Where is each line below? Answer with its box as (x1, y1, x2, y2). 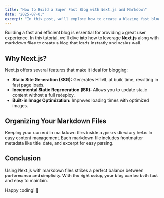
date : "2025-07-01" (5, 12, 45, 17)
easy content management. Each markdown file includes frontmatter (5, 135, 143, 141)
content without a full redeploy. (12, 92, 75, 98)
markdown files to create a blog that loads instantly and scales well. (5, 40, 142, 46)
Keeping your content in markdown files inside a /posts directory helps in (5, 130, 153, 135)
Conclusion (5, 154, 41, 163)
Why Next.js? (5, 54, 47, 63)
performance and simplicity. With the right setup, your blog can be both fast (5, 172, 158, 178)
